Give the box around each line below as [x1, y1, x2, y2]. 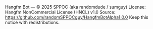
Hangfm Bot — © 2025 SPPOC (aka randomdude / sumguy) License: [5, 4, 146, 10]
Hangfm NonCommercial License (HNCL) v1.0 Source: [5, 9, 116, 15]
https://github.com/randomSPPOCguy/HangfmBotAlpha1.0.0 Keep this [5, 14, 149, 20]
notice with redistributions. [5, 19, 60, 25]
